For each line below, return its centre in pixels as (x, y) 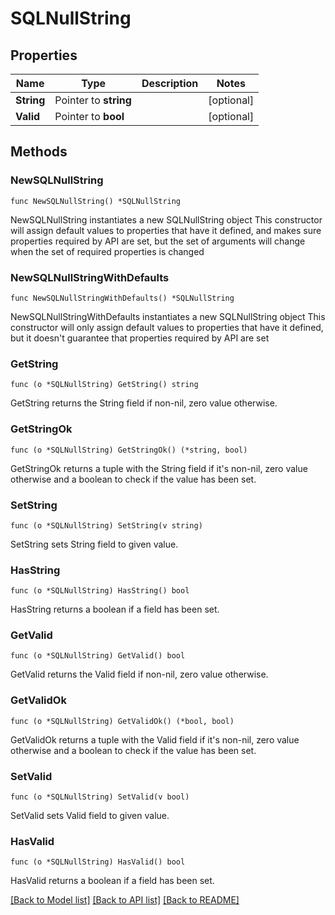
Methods (39, 152)
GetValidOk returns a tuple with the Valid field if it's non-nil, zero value (155, 739)
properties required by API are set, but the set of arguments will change (158, 241)
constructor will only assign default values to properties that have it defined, (167, 327)
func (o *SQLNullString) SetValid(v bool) (100, 797)
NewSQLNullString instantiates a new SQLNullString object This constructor (166, 219)
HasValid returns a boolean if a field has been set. (112, 881)
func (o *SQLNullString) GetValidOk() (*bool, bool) (122, 721)
